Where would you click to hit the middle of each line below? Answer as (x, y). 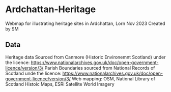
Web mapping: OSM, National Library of (113, 79)
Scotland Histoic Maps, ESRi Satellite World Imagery (60, 84)
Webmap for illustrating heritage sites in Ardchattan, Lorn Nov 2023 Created (85, 23)
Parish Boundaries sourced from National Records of (100, 68)
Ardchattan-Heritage (51, 9)
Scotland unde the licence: (33, 73)
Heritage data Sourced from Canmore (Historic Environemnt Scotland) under (85, 57)
